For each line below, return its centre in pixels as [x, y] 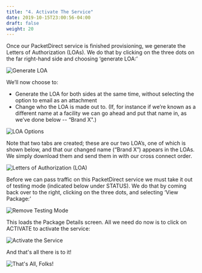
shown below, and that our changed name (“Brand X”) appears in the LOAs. [101, 150]
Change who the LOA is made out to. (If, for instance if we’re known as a [105, 107]
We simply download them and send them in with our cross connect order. [99, 156]
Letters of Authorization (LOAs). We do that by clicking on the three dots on [100, 53]
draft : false [23, 23]
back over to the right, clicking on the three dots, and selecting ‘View [92, 192]
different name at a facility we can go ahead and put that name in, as [101, 113]
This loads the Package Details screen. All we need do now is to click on [96, 222]
